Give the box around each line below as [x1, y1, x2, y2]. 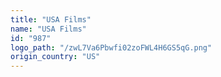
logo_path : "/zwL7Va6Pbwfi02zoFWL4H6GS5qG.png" [10, 42, 213, 53]
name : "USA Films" [10, 24, 87, 34]
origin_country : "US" [10, 52, 101, 62]
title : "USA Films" [10, 14, 92, 25]
